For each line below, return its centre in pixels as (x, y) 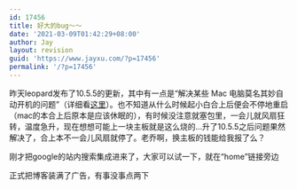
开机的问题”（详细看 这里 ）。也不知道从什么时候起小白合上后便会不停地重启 (152, 104)
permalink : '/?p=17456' (53, 67)
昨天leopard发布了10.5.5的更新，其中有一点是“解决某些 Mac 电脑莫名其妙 (143, 93)
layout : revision (41, 51)
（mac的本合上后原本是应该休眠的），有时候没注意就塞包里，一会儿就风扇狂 (147, 115)
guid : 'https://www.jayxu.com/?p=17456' (85, 59)
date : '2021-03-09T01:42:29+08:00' (75, 34)
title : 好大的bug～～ (46, 26)
